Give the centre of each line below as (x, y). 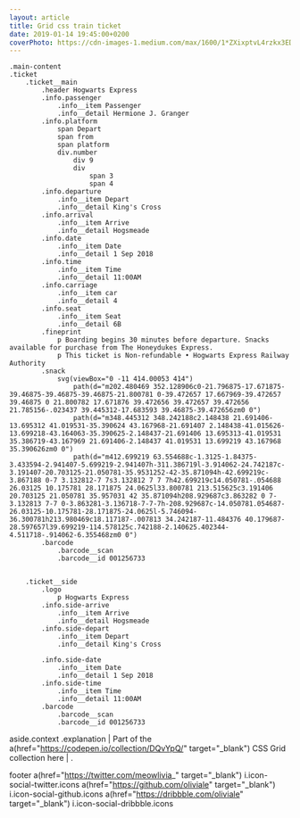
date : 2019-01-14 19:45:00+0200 (69, 34)
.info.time (62, 262)
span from (75, 137)
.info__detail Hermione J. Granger (123, 114)
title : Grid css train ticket (66, 26)
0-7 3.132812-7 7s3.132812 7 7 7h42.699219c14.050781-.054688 (163, 481)
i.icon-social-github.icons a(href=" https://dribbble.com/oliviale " (126, 794)
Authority (28, 364)
